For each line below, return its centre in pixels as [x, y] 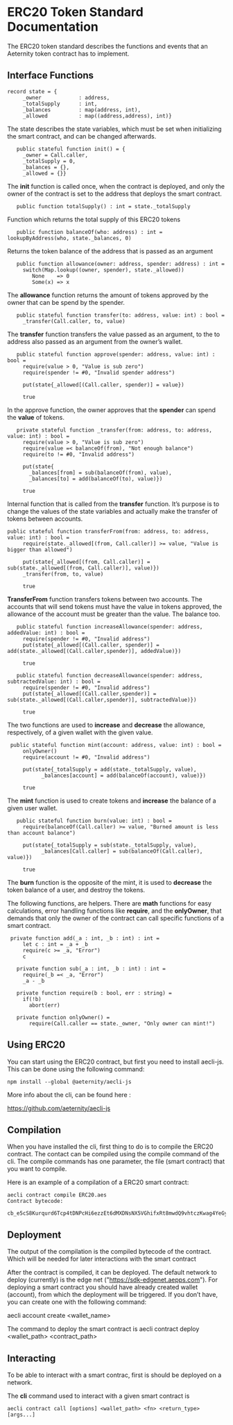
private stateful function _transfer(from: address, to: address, [114, 430]
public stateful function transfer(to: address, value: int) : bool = [121, 315]
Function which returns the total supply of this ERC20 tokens [94, 219]
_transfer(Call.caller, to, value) [74, 321]
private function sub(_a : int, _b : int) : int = [91, 968]
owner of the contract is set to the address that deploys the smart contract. [114, 194]
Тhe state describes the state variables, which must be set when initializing [114, 129]
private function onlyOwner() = [63, 1017]
